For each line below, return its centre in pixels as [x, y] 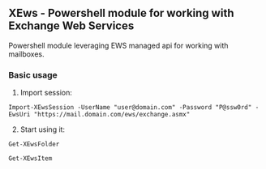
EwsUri [19, 115]
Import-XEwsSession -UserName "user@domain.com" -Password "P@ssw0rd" [130, 108]
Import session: [46, 93]
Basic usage [33, 74]
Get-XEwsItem [30, 158]
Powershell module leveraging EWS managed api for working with [118, 45]
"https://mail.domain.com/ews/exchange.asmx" [112, 115]
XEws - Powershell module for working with [121, 13]
